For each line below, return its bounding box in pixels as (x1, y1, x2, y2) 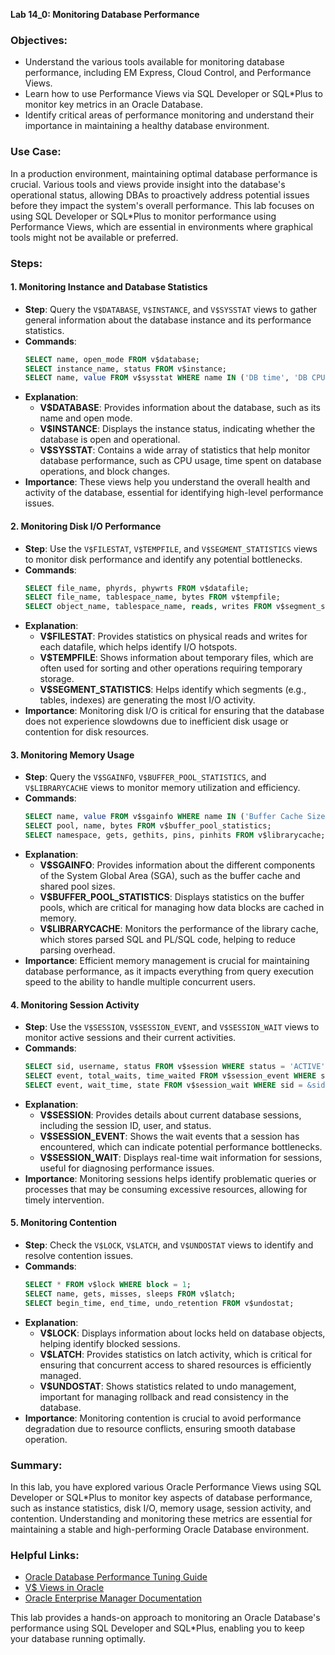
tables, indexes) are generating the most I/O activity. (39, 694, 256, 706)
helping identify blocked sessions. (39, 1337, 181, 1349)
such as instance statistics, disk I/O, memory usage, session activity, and (10, 1502, 312, 1514)
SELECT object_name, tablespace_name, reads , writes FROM (24, 602, 272, 612)
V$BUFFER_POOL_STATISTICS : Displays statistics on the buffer (39, 891, 305, 903)
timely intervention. (24, 1194, 105, 1206)
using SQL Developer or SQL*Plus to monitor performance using (10, 210, 277, 222)
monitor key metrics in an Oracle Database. (24, 99, 203, 111)
